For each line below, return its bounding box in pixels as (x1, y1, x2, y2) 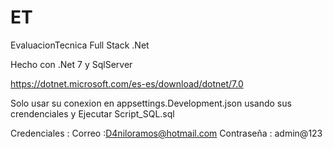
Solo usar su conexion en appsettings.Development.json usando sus (10, 97, 292, 109)
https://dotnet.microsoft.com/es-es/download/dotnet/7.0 (10, 77, 244, 90)
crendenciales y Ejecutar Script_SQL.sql (10, 107, 175, 120)
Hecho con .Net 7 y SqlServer (10, 58, 133, 70)
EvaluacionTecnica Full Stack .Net (10, 39, 150, 51)
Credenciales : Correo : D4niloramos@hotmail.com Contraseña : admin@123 (10, 127, 323, 139)
